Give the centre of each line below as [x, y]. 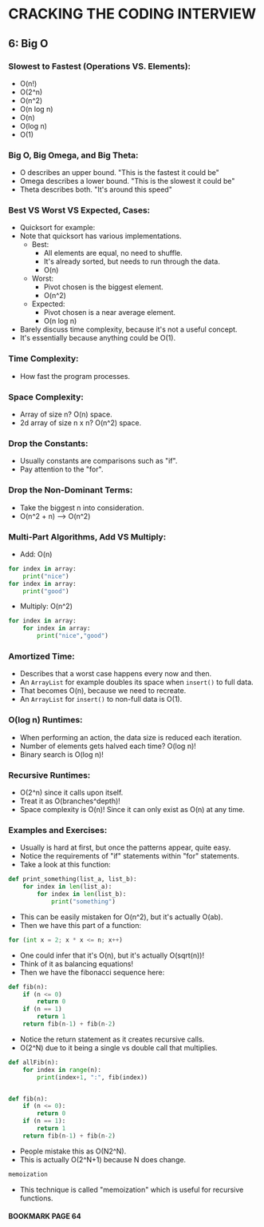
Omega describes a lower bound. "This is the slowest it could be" [127, 181]
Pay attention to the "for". [61, 469]
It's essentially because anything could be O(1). [98, 338]
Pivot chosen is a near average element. [110, 313]
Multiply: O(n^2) [46, 606]
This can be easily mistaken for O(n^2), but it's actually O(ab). [121, 917]
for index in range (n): [62, 1070]
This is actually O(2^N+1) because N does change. [102, 1159]
